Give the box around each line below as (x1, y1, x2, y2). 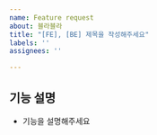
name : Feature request (9, 13, 94, 22)
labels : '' (9, 38, 50, 48)
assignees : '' (9, 47, 63, 56)
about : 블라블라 (9, 22, 63, 31)
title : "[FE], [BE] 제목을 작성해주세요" (9, 30, 150, 39)
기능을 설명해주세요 (22, 115, 91, 126)
